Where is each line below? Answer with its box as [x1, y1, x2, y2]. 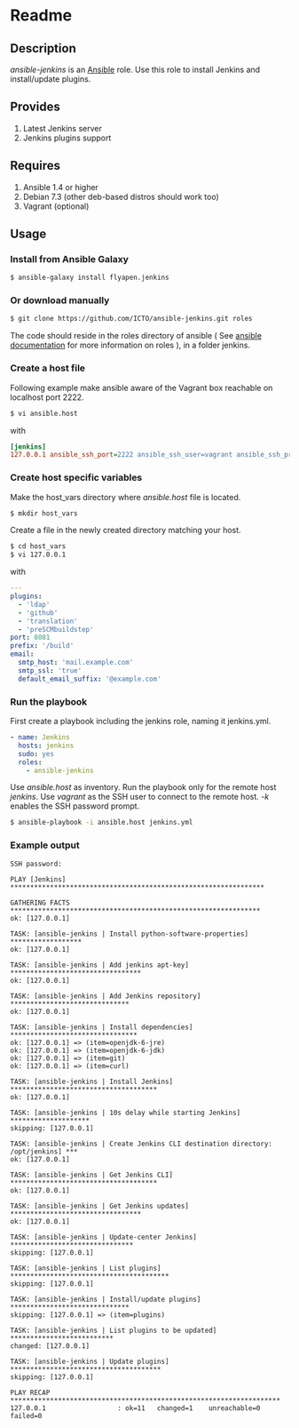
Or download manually [10, 294, 110, 307]
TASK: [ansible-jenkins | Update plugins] [10, 1357, 169, 1366]
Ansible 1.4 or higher [22, 181, 98, 192]
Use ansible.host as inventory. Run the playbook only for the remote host [10, 782, 277, 793]
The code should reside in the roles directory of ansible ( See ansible [10, 331, 263, 341]
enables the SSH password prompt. [10, 801, 140, 811]
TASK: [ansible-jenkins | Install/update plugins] [10, 1295, 201, 1304]
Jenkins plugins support [22, 132, 112, 143]
